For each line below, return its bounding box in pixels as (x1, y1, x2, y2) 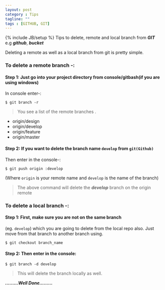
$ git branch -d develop (5, 261, 56, 267)
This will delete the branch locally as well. (17, 270, 103, 276)
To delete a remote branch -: (5, 62, 75, 69)
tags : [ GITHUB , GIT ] (5, 21, 50, 26)
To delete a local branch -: (5, 202, 69, 209)
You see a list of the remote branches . (17, 109, 97, 115)
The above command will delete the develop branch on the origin (17, 184, 151, 190)
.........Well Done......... (5, 280, 53, 286)
